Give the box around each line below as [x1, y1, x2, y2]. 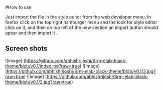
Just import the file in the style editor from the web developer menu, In [5, 14, 151, 19]
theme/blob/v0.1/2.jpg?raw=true [5, 78, 72, 84]
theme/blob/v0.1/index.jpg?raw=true [5, 62, 80, 69]
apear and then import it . [5, 30, 58, 35]
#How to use [5, 4, 32, 10]
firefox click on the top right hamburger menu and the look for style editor [5, 19, 157, 25]
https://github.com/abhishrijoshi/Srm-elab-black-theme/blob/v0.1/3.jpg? [7, 68, 156, 74]
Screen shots [5, 44, 48, 53]
